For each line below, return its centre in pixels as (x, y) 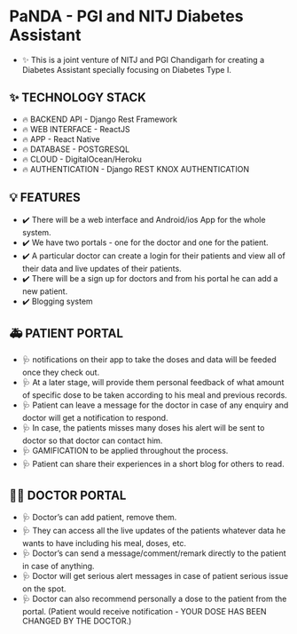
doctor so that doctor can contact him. (92, 440)
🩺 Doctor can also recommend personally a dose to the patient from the (154, 599)
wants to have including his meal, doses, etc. (104, 543)
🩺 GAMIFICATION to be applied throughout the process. (125, 451)
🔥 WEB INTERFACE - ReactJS (76, 129)
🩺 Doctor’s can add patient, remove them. (99, 518)
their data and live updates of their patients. (102, 268)
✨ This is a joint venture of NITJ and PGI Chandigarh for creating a (143, 59)
